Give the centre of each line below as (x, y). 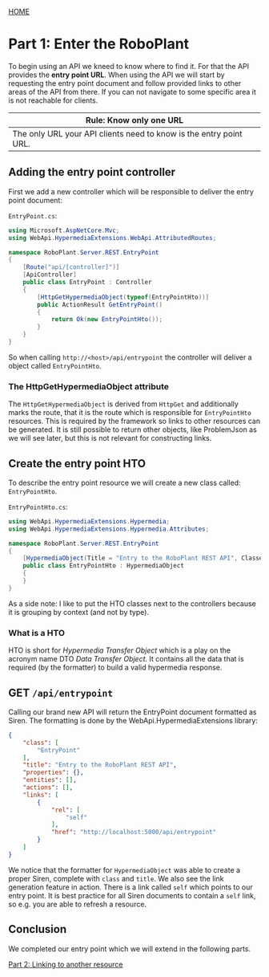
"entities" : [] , (50, 780)
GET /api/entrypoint (61, 692)
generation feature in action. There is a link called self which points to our (131, 887)
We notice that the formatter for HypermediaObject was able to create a (124, 869)
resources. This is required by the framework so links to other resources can (134, 421)
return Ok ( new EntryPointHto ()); (106, 320)
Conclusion (38, 929)
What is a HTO (37, 633)
